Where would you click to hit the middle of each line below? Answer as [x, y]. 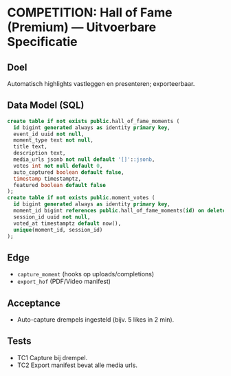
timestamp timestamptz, [47, 179]
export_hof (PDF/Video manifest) [64, 281]
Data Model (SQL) [46, 106]
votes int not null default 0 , [58, 166]
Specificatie [42, 42]
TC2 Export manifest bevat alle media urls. [77, 365]
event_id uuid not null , [49, 134]
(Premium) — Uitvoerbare [82, 27]
